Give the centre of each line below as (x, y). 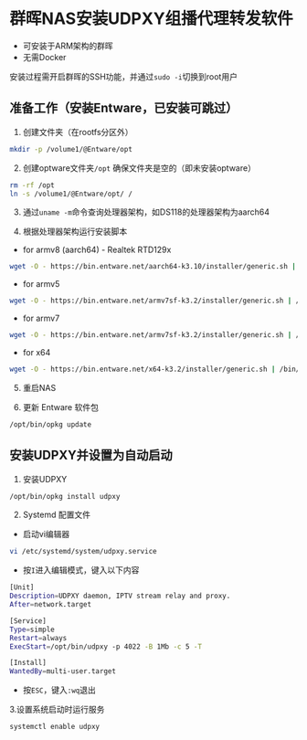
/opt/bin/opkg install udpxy (65, 496)
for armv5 (41, 284)
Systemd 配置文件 (57, 515)
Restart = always (38, 638)
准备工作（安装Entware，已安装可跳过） (124, 108)
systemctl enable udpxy (55, 727)
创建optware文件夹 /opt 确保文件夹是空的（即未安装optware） (139, 168)
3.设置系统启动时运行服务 (57, 710)
